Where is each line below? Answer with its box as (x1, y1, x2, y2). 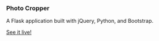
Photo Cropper (6, 4, 49, 12)
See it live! (6, 29, 32, 36)
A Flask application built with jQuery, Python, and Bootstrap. (6, 18, 154, 25)
